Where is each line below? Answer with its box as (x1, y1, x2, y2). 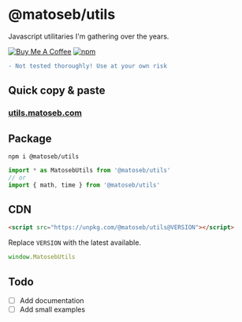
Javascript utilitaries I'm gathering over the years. (8, 31, 169, 41)
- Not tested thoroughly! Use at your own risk (8, 61, 168, 70)
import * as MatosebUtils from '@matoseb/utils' (8, 166, 171, 174)
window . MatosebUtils (8, 254, 76, 261)
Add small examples (19, 305, 85, 314)
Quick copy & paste (8, 84, 106, 98)
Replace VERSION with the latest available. (8, 238, 142, 247)
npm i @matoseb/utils (8, 152, 80, 161)
